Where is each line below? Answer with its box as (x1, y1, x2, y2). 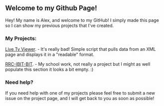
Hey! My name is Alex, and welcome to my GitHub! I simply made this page (5, 17, 160, 23)
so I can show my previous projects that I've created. (5, 22, 114, 28)
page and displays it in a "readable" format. (5, 52, 95, 58)
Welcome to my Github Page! (5, 4, 97, 12)
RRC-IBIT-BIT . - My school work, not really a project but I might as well (5, 61, 151, 67)
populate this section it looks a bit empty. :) (5, 67, 94, 73)
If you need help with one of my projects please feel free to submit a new (5, 90, 156, 96)
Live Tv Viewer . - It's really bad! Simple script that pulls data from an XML (5, 46, 156, 52)
